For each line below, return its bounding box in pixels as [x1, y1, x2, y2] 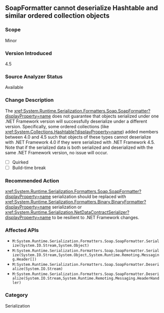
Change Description [5, 97, 54, 104]
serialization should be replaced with [52, 194, 126, 199]
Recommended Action [5, 177, 60, 184]
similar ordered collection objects [5, 12, 110, 20]
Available [5, 85, 23, 90]
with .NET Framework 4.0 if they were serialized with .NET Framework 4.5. [5, 139, 155, 145]
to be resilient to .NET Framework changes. [52, 215, 140, 220]
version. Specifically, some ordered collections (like [5, 123, 109, 129]
